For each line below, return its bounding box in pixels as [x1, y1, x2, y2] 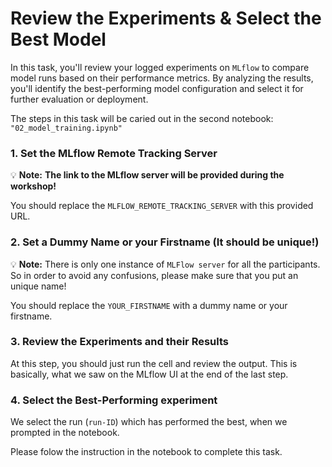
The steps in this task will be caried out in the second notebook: [10, 112, 274, 124]
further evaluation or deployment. [10, 93, 149, 105]
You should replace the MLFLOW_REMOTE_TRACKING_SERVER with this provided [10, 200, 314, 212]
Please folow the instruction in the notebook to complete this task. [10, 446, 283, 458]
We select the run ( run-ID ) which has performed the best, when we [10, 416, 288, 428]
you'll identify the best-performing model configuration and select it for [10, 82, 304, 94]
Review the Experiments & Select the [10, 7, 322, 30]
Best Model [10, 28, 107, 51]
